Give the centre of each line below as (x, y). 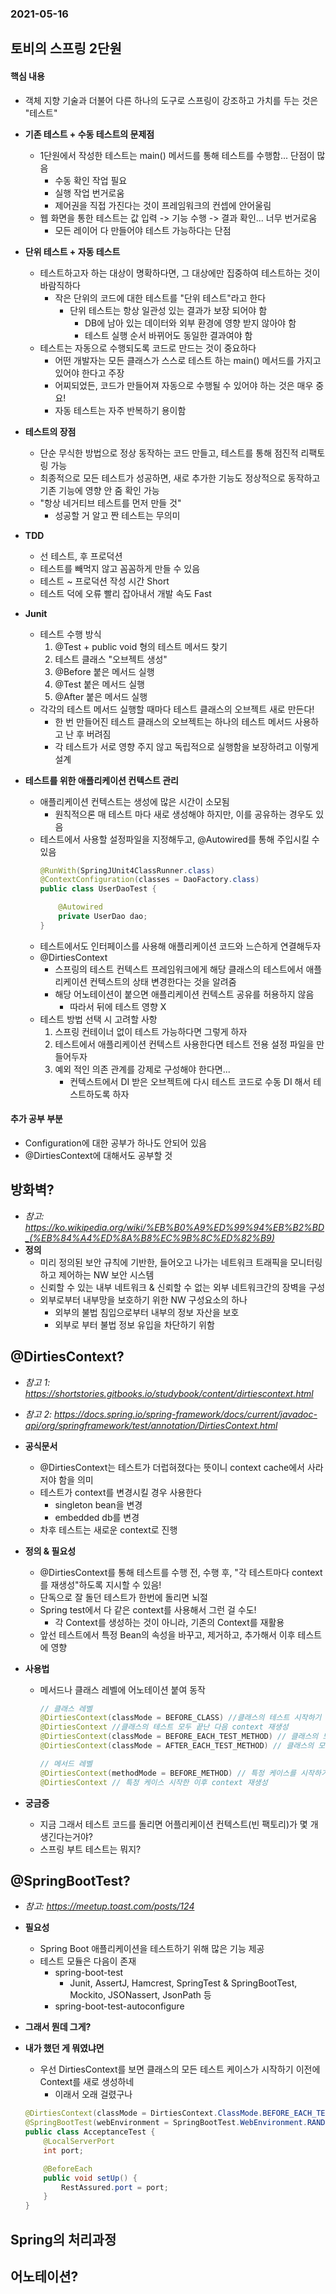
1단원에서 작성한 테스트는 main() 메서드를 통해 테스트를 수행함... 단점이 (177, 155)
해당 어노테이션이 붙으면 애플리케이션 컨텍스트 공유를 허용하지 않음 (184, 994)
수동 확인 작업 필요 (91, 180)
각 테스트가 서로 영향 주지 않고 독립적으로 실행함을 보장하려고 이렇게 (187, 746)
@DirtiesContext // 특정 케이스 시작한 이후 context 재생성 (153, 1782)
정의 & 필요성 (50, 1551)
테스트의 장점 (50, 431)
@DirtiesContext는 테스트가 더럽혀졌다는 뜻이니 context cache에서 (172, 1467)
